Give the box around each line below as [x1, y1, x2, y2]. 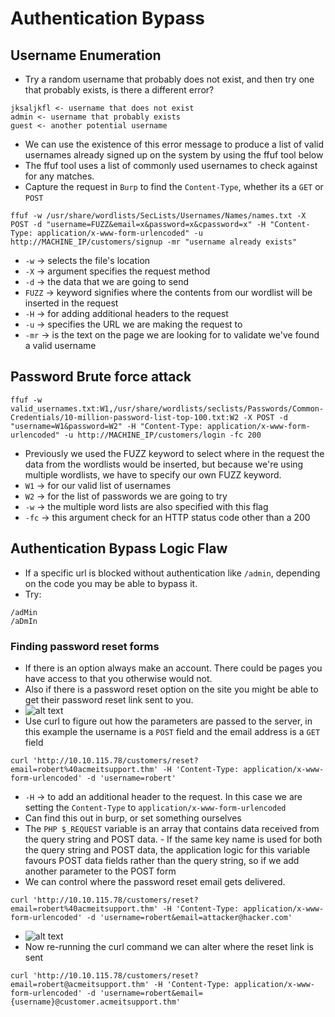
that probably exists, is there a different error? [24, 84, 215, 96]
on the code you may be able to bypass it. [24, 577, 198, 589]
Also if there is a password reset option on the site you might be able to [24, 683, 319, 695]
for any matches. [24, 170, 95, 182]
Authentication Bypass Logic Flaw [10, 540, 228, 557]
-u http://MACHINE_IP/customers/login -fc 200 [63, 430, 262, 440]
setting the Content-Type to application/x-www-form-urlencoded [24, 801, 287, 813]
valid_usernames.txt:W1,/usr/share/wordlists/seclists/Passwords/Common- [10, 403, 325, 414]
